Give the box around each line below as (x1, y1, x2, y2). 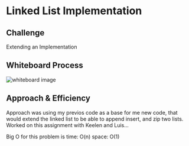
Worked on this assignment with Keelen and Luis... (6, 121, 129, 128)
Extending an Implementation (6, 43, 78, 50)
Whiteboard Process (6, 60, 84, 70)
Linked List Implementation (6, 4, 142, 18)
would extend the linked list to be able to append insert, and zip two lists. (6, 115, 184, 122)
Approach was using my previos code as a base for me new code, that (6, 109, 178, 116)
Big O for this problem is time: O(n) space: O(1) (6, 133, 120, 140)
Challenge (6, 28, 45, 38)
